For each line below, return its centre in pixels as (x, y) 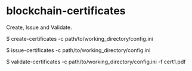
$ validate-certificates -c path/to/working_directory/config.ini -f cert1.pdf (96, 62)
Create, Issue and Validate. (39, 27)
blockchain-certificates (66, 11)
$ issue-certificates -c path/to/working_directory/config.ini (78, 50)
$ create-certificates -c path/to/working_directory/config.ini (80, 38)
